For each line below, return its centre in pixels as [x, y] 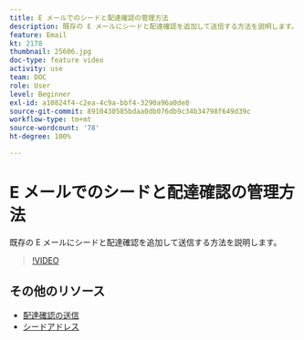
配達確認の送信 [51, 314]
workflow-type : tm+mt [51, 119]
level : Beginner [40, 94]
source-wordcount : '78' [55, 129]
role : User [30, 86]
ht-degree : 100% [40, 137]
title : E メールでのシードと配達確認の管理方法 [89, 18]
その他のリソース [57, 291]
